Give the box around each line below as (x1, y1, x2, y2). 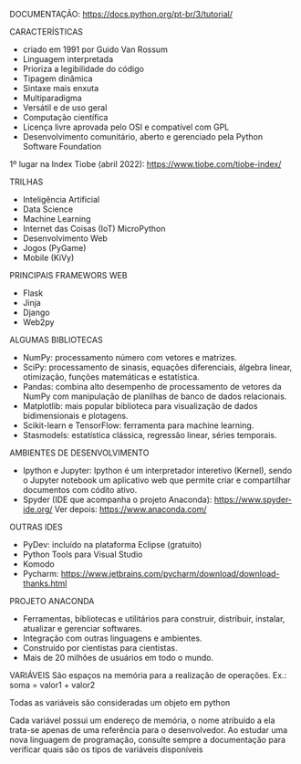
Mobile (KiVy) (22, 252, 75, 263)
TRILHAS (9, 176, 44, 187)
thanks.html (22, 578, 67, 589)
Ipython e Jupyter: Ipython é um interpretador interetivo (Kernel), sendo (22, 466, 293, 476)
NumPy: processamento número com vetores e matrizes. (22, 352, 237, 362)
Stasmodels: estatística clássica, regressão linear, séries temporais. (22, 430, 277, 440)
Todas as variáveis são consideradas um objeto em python (9, 697, 231, 707)
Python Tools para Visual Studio (22, 549, 143, 560)
